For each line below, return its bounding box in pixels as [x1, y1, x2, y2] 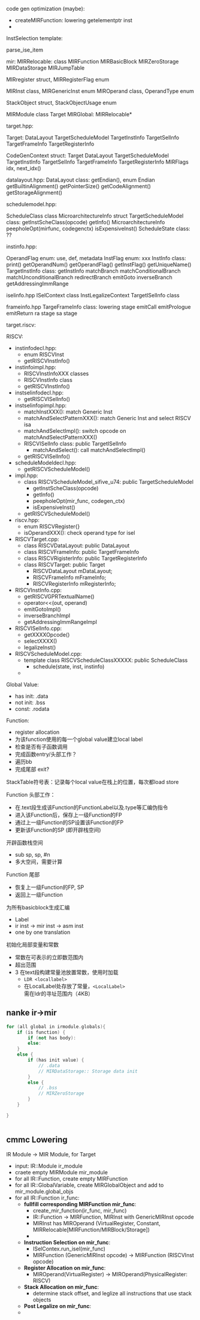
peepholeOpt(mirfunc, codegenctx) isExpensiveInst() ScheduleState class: [6, 225, 190, 232]
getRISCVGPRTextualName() [23, 593, 95, 600]
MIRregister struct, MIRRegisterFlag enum [6, 76, 110, 83]
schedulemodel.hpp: [6, 201, 57, 207]
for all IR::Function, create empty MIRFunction [14, 1175, 128, 1182]
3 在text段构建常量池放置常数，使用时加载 [14, 969, 119, 976]
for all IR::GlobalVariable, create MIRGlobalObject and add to [14, 1181, 164, 1189]
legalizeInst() [23, 644, 56, 651]
